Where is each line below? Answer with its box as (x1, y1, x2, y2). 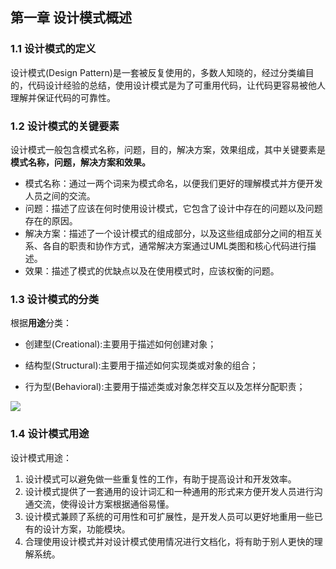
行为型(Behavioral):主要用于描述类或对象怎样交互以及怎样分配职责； (24, 381, 306, 393)
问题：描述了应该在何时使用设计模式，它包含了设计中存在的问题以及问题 (24, 202, 323, 214)
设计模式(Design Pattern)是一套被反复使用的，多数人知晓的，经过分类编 (10, 66, 306, 78)
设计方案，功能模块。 (42, 523, 131, 535)
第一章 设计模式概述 (10, 9, 132, 27)
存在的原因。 (24, 214, 78, 227)
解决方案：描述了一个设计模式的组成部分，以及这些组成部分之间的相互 (24, 227, 315, 239)
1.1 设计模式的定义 (10, 42, 97, 56)
